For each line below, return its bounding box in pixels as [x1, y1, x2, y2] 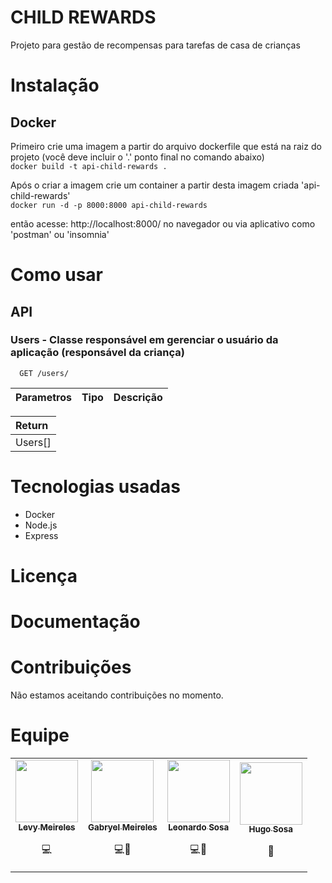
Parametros [15, 390, 72, 404]
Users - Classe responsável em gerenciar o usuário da [10, 333, 279, 347]
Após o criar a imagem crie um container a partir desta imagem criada [10, 179, 300, 191]
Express [24, 529, 59, 541]
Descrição [113, 390, 163, 404]
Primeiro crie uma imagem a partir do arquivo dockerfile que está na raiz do [10, 140, 322, 152]
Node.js [24, 519, 58, 531]
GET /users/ [19, 368, 70, 378]
